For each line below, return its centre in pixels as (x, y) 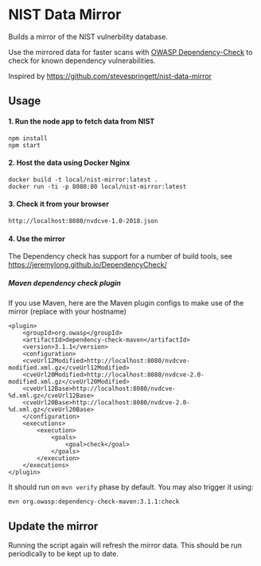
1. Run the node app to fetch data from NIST (82, 121)
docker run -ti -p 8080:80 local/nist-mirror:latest (97, 186)
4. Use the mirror (37, 238)
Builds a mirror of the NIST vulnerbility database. (88, 37)
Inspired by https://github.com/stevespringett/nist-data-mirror (110, 76)
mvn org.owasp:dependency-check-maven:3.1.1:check (94, 502)
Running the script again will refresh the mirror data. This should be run (125, 545)
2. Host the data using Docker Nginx (69, 163)
